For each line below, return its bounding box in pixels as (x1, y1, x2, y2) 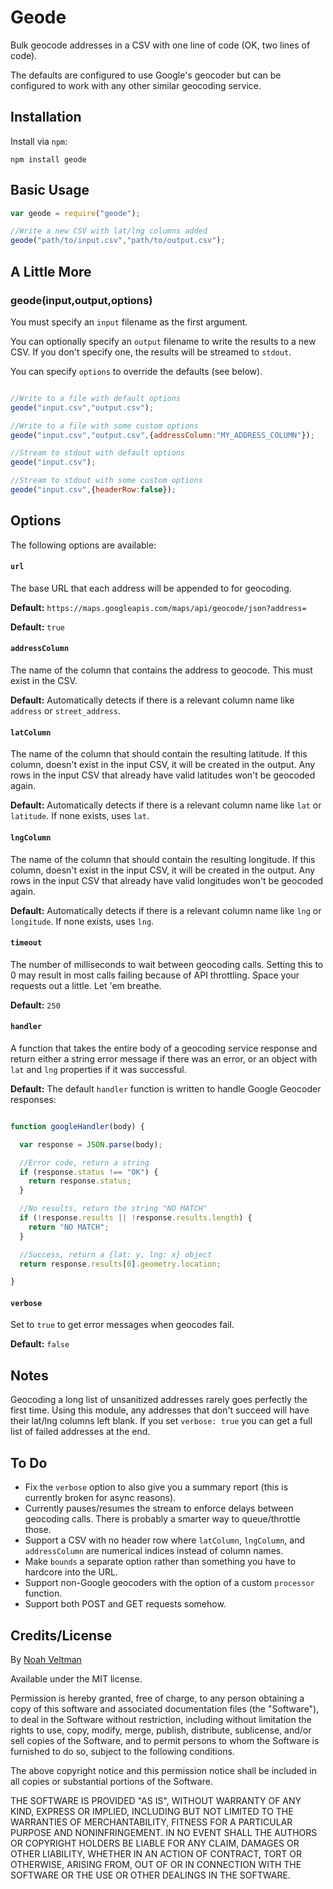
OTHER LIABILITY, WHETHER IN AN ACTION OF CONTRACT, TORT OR (10, 1847, 302, 1860)
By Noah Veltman (10, 1653, 82, 1665)
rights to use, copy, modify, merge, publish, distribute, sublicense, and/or (10, 1724, 312, 1736)
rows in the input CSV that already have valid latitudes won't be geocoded (10, 769, 316, 781)
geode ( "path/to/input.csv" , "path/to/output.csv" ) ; (10, 236, 226, 246)
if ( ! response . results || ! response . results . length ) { (19, 1213, 253, 1223)
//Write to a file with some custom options (10, 421, 199, 431)
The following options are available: (10, 539, 157, 551)
